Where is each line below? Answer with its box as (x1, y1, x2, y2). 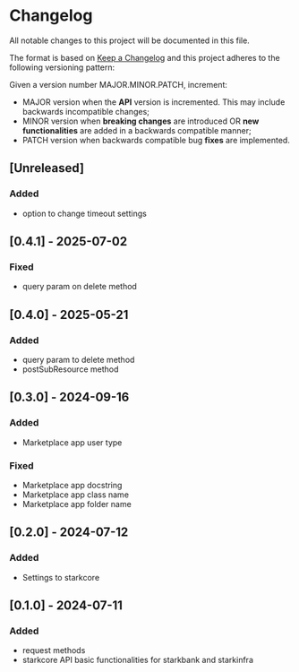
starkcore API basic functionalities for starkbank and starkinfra (21, 655, 253, 666)
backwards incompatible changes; (21, 106, 149, 116)
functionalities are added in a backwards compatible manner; (21, 125, 252, 135)
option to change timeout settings (21, 208, 148, 219)
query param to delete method (21, 355, 135, 365)
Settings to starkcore (21, 572, 100, 582)
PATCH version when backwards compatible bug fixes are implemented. (21, 134, 291, 145)
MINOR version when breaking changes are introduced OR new (21, 116, 260, 126)
